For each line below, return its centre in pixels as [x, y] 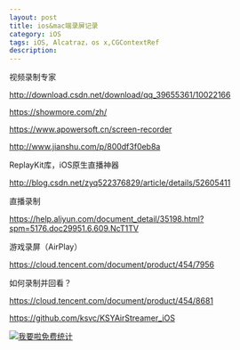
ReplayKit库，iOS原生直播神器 [64, 165]
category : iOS [36, 34]
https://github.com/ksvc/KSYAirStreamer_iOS [92, 318]
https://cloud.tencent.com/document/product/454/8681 [111, 301]
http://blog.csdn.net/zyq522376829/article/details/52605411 [120, 183]
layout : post [33, 17]
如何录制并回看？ [40, 283]
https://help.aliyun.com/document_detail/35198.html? [107, 219]
